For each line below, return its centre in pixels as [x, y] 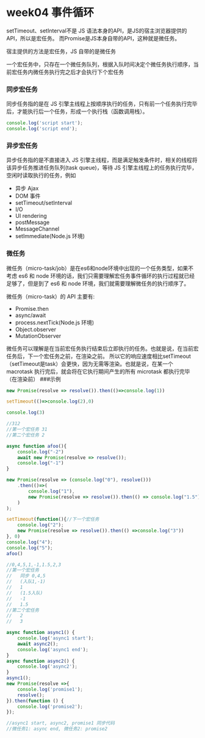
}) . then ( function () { [35, 701]
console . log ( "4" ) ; [30, 542]
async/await [31, 315]
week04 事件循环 [50, 13]
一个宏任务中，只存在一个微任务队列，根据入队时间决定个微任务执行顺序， [100, 64]
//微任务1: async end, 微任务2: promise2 [57, 729]
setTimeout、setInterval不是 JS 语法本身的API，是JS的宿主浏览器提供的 [97, 31]
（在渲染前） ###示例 [34, 379]
